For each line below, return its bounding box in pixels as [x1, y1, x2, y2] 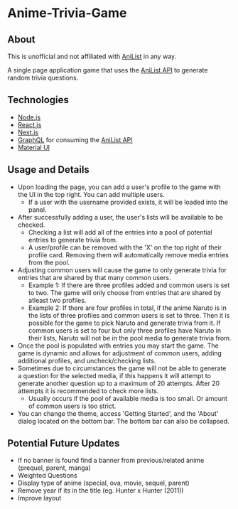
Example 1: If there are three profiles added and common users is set [28, 281, 230, 289]
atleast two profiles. [28, 296, 87, 304]
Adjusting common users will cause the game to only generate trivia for [17, 265, 227, 274]
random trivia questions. [7, 73, 79, 82]
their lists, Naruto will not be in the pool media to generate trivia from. [28, 333, 232, 342]
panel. [28, 205, 48, 214]
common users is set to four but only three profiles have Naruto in [28, 326, 222, 335]
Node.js [17, 112, 41, 122]
